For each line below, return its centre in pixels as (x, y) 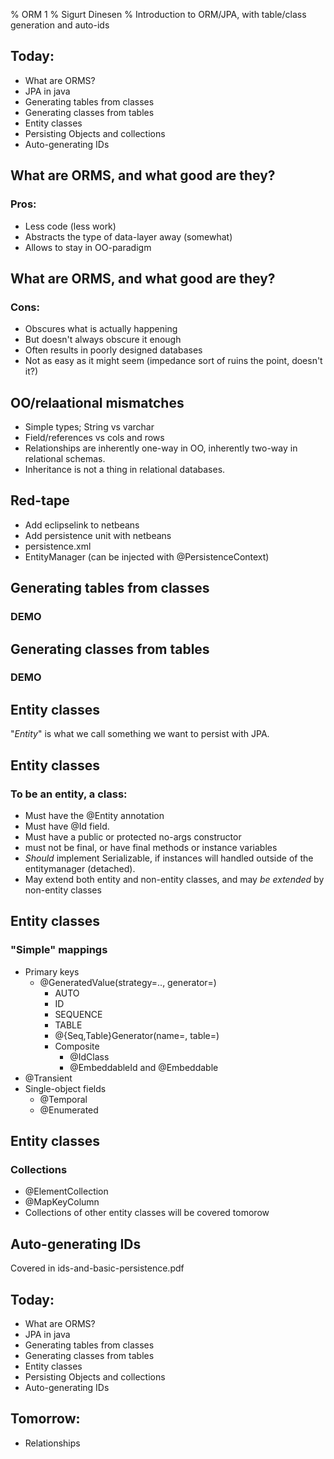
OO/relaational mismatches (97, 402)
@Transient (48, 1078)
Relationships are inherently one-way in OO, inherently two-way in (161, 448)
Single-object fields (65, 1088)
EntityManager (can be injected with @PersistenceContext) (147, 556)
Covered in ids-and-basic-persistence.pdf (97, 1268)
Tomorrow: (45, 1419)
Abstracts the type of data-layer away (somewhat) (128, 236)
